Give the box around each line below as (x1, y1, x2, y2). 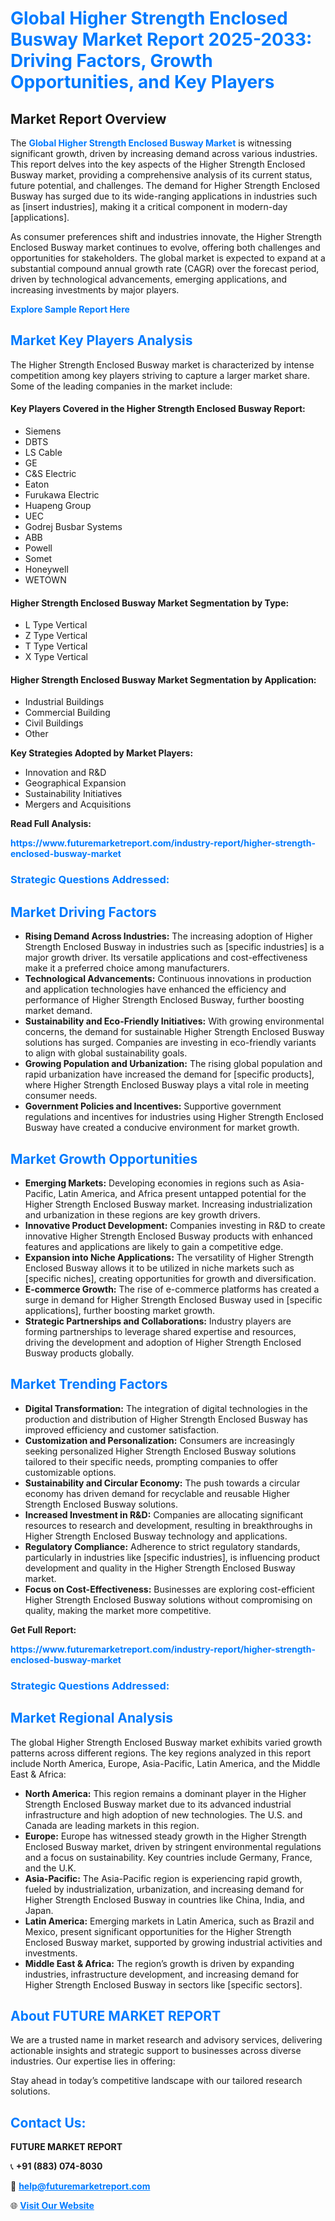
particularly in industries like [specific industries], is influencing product (24, 1551, 321, 1563)
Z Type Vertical (24, 630, 88, 642)
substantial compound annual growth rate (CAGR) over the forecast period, (10, 263, 320, 274)
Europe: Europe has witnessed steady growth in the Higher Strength (24, 1830, 307, 1842)
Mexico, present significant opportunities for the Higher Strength (24, 1925, 292, 1937)
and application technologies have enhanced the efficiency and (24, 983, 287, 996)
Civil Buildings (24, 717, 84, 729)
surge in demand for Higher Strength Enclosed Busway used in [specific (24, 1293, 323, 1306)
